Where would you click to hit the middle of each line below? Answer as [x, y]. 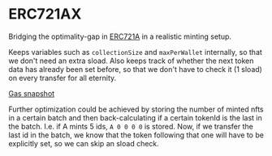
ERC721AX [45, 14]
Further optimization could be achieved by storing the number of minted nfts [136, 109]
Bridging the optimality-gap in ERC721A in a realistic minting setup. [120, 36]
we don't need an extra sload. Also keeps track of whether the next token [131, 61]
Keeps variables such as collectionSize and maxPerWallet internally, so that [135, 52]
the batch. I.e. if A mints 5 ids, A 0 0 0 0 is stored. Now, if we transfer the [131, 126]
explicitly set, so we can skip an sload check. [84, 143]
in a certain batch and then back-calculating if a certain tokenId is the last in [135, 117]
